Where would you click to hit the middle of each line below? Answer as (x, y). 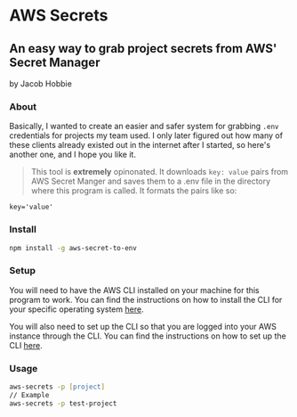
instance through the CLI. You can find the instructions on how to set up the (148, 336)
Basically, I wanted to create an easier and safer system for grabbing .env (144, 127)
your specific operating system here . (76, 309)
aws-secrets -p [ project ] (57, 387)
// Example (29, 395)
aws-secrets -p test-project (63, 403)
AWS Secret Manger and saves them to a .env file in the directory (151, 181)
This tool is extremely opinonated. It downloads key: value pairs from (160, 172)
